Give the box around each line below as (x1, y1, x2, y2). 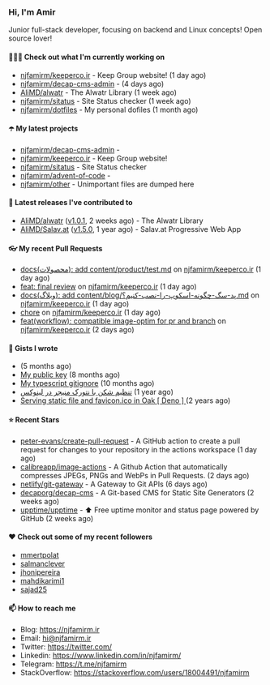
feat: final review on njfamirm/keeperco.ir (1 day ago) (19, 282, 197, 292)
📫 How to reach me (8, 603, 76, 614)
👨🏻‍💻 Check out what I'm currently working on (8, 52, 165, 62)
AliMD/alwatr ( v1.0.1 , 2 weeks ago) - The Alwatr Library (19, 216, 204, 225)
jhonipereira (19, 567, 61, 577)
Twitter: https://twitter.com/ (19, 641, 112, 651)
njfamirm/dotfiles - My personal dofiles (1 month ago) (19, 105, 199, 114)
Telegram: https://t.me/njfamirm (19, 659, 127, 669)
